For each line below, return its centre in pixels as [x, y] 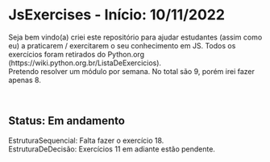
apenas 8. [25, 80]
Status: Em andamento [66, 121]
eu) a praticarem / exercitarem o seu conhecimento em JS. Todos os [122, 45]
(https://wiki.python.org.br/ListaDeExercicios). [85, 63]
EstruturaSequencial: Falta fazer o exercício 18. [86, 140]
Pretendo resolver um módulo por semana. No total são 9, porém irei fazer [132, 71]
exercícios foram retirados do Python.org [77, 54]
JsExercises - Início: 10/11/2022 [117, 15]
